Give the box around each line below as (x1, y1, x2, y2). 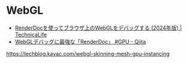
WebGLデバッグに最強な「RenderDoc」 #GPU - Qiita (14, 38, 146, 45)
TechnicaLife (14, 31, 47, 38)
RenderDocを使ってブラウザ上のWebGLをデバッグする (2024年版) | (14, 24, 182, 31)
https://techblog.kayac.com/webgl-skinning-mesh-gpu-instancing (6, 50, 170, 57)
